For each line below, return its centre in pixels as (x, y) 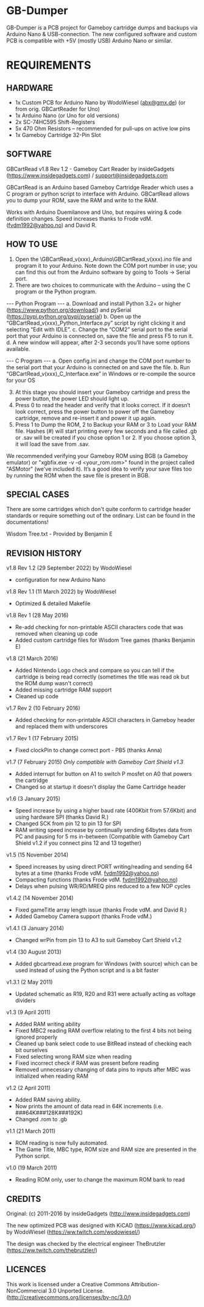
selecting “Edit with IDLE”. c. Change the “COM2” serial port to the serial (97, 329)
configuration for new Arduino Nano (60, 580)
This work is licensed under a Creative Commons (68, 1284)
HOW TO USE (32, 244)
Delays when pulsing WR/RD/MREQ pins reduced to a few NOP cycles (103, 886)
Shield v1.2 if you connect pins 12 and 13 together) (78, 843)
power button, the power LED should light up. (72, 399)
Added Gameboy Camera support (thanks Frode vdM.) (83, 916)
